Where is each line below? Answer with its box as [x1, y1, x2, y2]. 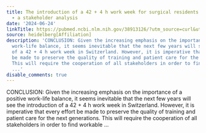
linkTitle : [6, 26, 34, 32]
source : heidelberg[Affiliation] [6, 32, 92, 38]
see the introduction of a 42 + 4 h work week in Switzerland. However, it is [6, 102, 195, 109]
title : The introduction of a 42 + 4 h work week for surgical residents [6, 9, 199, 15]
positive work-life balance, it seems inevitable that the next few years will [6, 95, 191, 102]
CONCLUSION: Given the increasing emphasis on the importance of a [6, 88, 183, 96]
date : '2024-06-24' [6, 20, 56, 26]
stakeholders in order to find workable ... [6, 121, 109, 129]
